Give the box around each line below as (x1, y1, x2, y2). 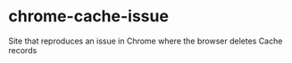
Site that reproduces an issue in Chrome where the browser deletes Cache (8, 35, 283, 46)
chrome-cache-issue (8, 6, 169, 27)
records (8, 44, 38, 55)
